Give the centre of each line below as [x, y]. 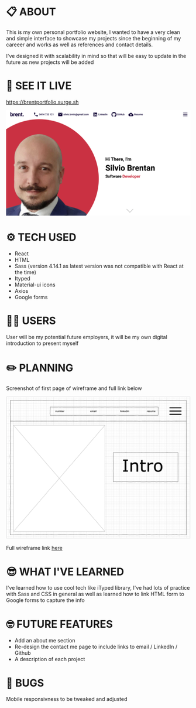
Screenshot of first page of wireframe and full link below [74, 388]
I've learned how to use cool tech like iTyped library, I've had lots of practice [98, 588]
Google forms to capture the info [45, 600]
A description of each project [50, 659]
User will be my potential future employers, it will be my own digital [87, 337]
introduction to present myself [42, 343]
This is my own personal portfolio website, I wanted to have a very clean [93, 32]
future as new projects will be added [50, 62]
